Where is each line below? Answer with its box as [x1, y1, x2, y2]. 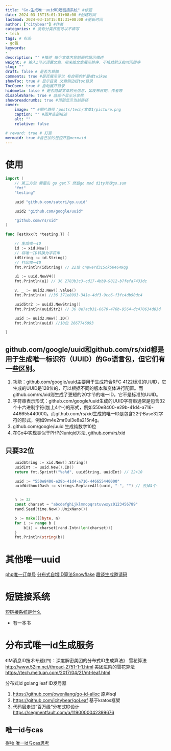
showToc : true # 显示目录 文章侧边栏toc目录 [5, 79, 93, 84]
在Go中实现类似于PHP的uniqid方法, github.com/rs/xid [12, 430, 126, 436]
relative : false [14, 121, 50, 127]
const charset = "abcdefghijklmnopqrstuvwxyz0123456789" [14, 502, 138, 507]
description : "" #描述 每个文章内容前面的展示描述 [5, 55, 104, 60]
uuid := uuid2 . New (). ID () [14, 316, 70, 321]
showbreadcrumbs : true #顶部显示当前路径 [5, 97, 88, 103]
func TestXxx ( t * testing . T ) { [5, 232, 70, 237]
